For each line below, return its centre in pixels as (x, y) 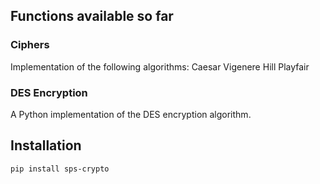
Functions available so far (92, 16)
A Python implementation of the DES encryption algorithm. (131, 114)
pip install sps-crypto (60, 169)
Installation (46, 145)
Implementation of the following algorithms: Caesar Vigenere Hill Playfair (160, 66)
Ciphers (30, 45)
